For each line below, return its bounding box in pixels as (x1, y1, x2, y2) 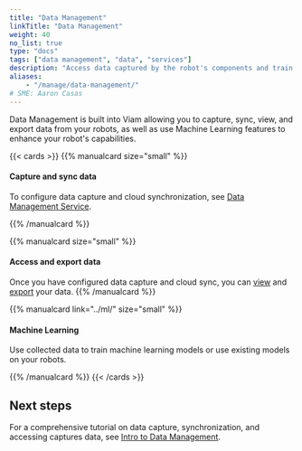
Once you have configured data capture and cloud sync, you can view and (9, 277, 288, 287)
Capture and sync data (9, 171, 97, 182)
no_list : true (9, 38, 63, 48)
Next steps (9, 398, 72, 413)
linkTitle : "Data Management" (9, 22, 124, 31)
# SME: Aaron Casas (9, 89, 83, 98)
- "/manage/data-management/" (25, 80, 140, 89)
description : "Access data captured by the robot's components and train (9, 64, 294, 73)
